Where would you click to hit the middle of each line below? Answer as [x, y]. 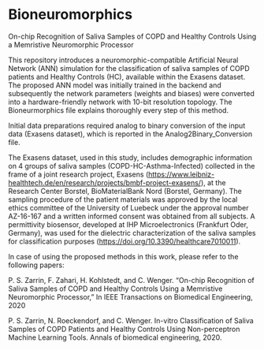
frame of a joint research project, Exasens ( [78, 174]
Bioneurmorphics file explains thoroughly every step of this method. [119, 110]
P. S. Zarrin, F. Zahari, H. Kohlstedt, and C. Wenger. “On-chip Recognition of [131, 280]
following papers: [36, 265]
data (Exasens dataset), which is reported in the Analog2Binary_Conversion [130, 134]
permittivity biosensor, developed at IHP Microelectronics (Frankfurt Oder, [128, 224]
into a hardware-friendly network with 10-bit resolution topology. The [120, 102]
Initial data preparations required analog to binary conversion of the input [127, 125]
